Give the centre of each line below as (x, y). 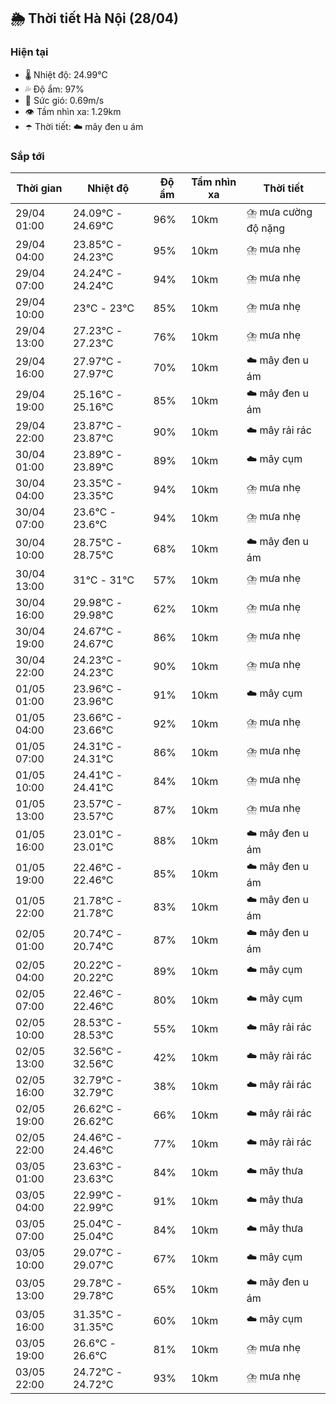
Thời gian (39, 188)
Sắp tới (27, 156)
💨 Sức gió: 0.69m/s (64, 100)
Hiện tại (29, 52)
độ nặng (266, 228)
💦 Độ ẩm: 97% (54, 89)
